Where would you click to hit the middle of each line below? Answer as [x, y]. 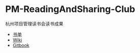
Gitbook [21, 45]
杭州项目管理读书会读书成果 [34, 23]
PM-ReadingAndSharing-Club [70, 9]
